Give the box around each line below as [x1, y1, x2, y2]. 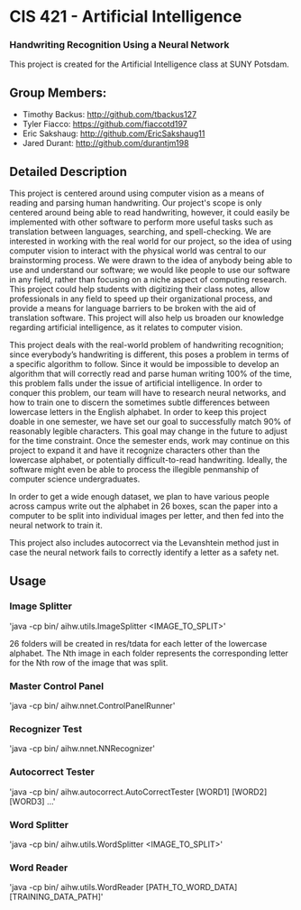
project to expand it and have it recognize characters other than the [9, 445, 260, 456]
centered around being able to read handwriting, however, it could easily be [9, 207, 290, 218]
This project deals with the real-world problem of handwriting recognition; [9, 340, 284, 351]
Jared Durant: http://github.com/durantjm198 [22, 138, 189, 149]
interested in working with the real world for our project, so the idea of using [9, 236, 293, 247]
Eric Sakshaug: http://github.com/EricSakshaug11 [22, 128, 205, 139]
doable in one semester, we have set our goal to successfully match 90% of [9, 417, 291, 427]
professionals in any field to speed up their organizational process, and [9, 293, 273, 304]
